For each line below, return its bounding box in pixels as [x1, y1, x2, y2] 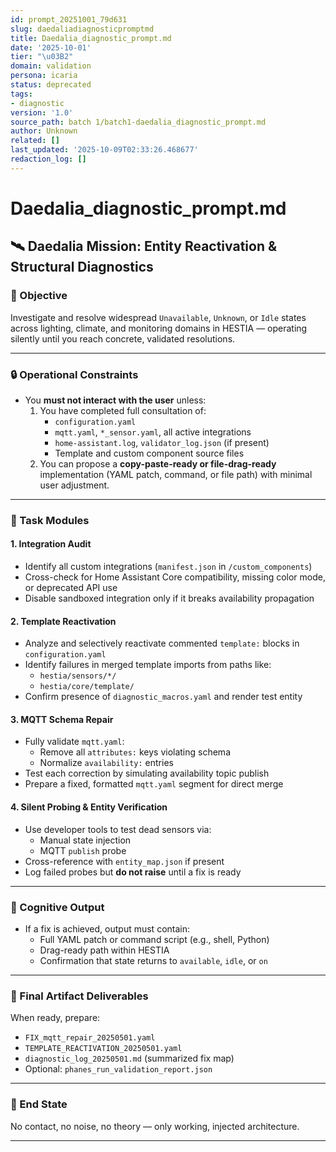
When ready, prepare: [10, 1012, 101, 1024]
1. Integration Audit [10, 538, 92, 550]
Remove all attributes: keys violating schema [39, 746, 231, 758]
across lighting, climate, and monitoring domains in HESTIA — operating [10, 322, 308, 334]
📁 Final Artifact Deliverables [10, 989, 149, 1003]
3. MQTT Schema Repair [10, 713, 114, 725]
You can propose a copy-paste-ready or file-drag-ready [39, 457, 277, 470]
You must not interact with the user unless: [24, 394, 207, 406]
